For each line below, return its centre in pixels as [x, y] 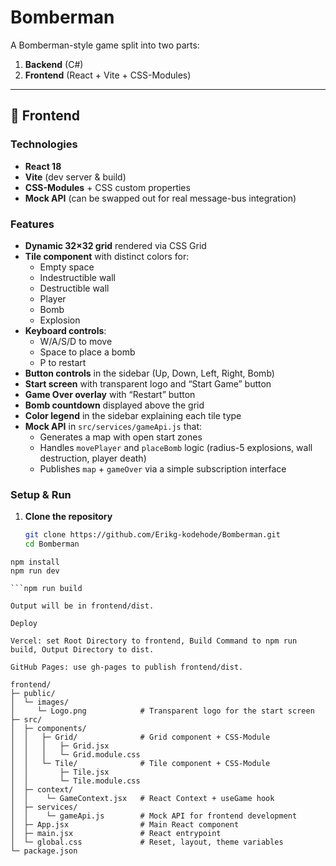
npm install [35, 562]
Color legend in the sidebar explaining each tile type [133, 415]
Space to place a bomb [87, 352]
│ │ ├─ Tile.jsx [60, 772]
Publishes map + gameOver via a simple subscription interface [163, 468]
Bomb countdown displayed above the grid [114, 405]
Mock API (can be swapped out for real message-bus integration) [160, 198]
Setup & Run [41, 494]
